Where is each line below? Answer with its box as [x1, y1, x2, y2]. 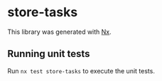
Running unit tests [7, 48, 90, 60]
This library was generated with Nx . [7, 27, 112, 36]
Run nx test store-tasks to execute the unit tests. [7, 66, 155, 75]
